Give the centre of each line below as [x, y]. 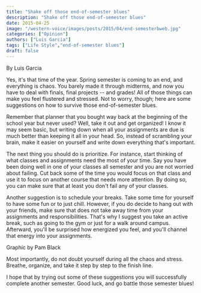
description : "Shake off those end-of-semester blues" [76, 17]
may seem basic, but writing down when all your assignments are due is [95, 129]
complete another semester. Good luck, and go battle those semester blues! [100, 283]
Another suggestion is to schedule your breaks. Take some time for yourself [100, 197]
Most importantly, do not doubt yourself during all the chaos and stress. [95, 259]
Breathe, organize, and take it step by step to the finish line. [80, 265]
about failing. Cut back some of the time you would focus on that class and [99, 173]
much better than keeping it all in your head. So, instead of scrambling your [99, 136]
